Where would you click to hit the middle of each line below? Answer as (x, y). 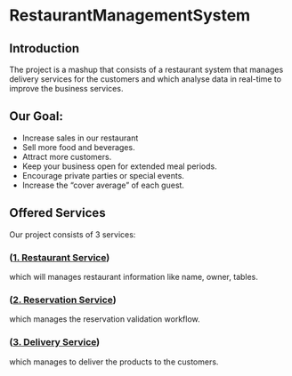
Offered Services (57, 213)
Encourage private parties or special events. (103, 175)
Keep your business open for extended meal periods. (120, 166)
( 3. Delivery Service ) (55, 342)
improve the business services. (66, 88)
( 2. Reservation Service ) (63, 300)
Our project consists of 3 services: (73, 234)
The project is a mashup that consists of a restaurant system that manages (146, 69)
